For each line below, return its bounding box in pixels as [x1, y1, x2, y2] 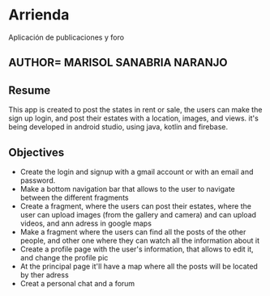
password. [19, 175, 56, 185]
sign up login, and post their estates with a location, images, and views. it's [8, 113, 259, 123]
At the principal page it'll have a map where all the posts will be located [19, 261, 258, 271]
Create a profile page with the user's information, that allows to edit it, [19, 244, 254, 254]
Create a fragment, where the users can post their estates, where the [19, 201, 251, 211]
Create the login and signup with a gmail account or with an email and [19, 167, 254, 176]
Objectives [8, 146, 65, 159]
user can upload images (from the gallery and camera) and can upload [19, 209, 257, 219]
